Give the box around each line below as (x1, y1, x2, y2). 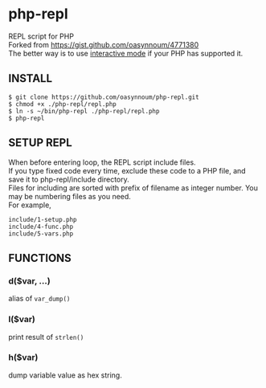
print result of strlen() (8, 332, 84, 341)
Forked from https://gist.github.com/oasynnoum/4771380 (8, 39, 199, 49)
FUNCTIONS (8, 251, 72, 265)
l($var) (8, 314, 36, 325)
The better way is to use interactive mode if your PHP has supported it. (8, 48, 243, 58)
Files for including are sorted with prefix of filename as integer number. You (8, 182, 259, 193)
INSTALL (8, 71, 53, 85)
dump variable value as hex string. (8, 370, 122, 380)
